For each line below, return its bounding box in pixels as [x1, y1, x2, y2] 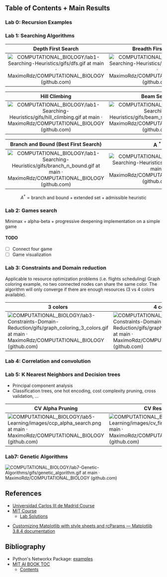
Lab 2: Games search [5, 207, 57, 214]
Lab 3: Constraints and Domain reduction [5, 264, 107, 271]
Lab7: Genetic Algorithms [5, 453, 68, 460]
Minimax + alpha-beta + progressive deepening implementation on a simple [5, 218, 161, 224]
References [5, 489, 42, 498]
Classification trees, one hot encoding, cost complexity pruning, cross [12, 388, 156, 394]
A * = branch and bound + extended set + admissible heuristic [20, 194, 147, 201]
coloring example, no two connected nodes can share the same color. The [5, 281, 158, 287]
